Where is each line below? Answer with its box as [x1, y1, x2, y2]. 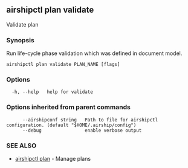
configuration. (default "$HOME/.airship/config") [6, 122, 137, 128]
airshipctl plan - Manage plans [15, 155, 91, 162]
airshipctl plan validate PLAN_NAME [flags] [6, 62, 120, 68]
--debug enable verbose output [22, 127, 142, 134]
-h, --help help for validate [11, 89, 94, 95]
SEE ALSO [6, 141, 37, 150]
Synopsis [6, 36, 34, 44]
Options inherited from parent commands [6, 103, 131, 111]
